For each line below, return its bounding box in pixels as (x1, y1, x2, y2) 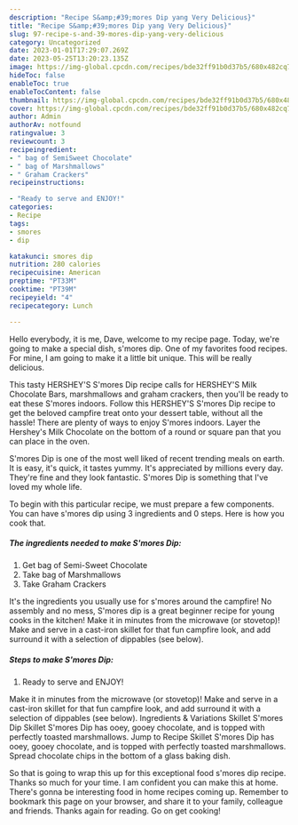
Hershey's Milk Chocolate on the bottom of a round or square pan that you (9, 426, 281, 437)
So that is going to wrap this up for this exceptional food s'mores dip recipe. (9, 768, 286, 779)
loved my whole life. (9, 481, 82, 492)
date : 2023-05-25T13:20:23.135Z (9, 54, 129, 63)
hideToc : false (9, 71, 66, 80)
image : (9, 63, 34, 72)
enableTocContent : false (9, 87, 101, 96)
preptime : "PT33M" (9, 276, 77, 285)
